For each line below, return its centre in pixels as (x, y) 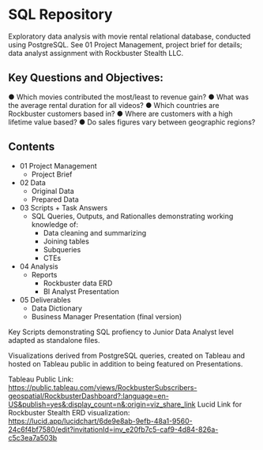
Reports (44, 274)
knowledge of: (55, 224)
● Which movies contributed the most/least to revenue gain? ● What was (128, 97)
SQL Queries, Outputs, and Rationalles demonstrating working (132, 216)
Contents (32, 147)
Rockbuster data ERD (78, 283)
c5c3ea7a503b (33, 437)
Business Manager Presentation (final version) (107, 316)
